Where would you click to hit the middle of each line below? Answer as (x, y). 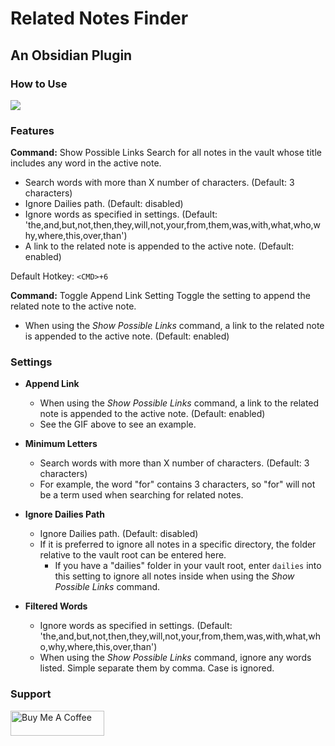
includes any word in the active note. (86, 163)
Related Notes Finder (99, 18)
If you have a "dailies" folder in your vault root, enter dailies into (188, 566)
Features (32, 130)
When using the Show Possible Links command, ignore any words (175, 658)
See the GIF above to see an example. (118, 424)
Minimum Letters (61, 444)
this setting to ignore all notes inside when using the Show (174, 576)
